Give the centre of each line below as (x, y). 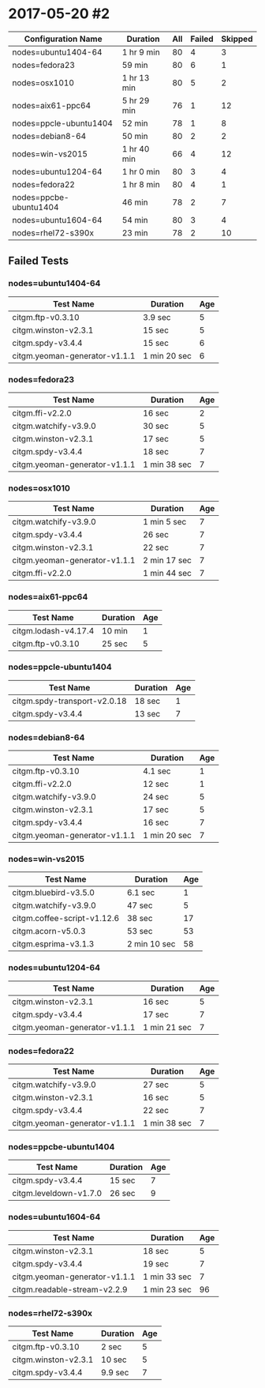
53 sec (140, 931)
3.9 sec (157, 317)
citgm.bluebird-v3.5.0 (53, 893)
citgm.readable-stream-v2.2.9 (70, 1289)
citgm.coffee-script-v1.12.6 (66, 919)
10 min (115, 630)
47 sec (140, 905)
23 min (135, 232)
